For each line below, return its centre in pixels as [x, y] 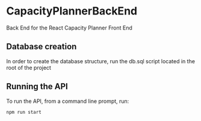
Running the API [37, 86]
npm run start [24, 112]
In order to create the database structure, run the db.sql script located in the [101, 61]
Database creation [42, 47]
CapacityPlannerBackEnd [72, 11]
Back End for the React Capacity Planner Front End [69, 28]
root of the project [29, 67]
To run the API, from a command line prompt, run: [68, 101]
